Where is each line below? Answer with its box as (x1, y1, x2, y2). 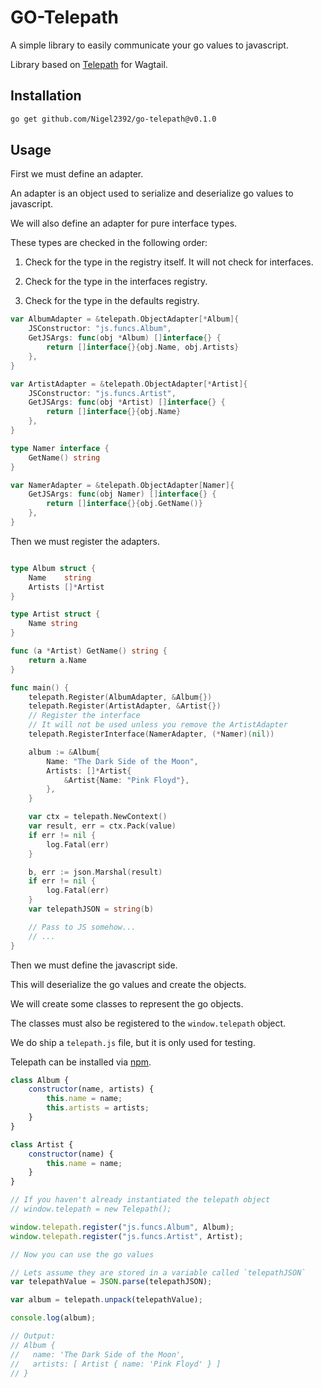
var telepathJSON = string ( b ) (28, 904, 155, 915)
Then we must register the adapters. (10, 535, 160, 547)
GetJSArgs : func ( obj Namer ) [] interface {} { (28, 489, 217, 500)
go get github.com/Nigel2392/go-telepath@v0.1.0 (10, 114, 217, 124)
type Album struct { (10, 563, 97, 573)
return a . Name (28, 655, 87, 665)
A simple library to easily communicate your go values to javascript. (10, 39, 289, 51)
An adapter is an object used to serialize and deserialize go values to (10, 187, 294, 200)
